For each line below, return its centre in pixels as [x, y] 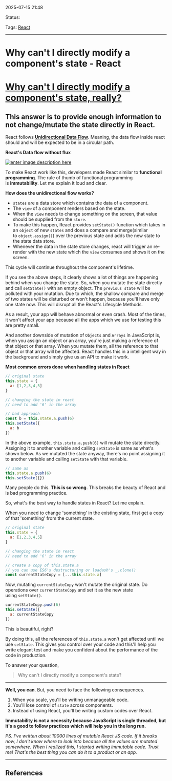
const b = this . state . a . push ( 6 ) [40, 419]
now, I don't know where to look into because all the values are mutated [81, 741]
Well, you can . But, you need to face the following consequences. [75, 690]
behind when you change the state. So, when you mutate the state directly [84, 283]
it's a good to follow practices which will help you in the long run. [76, 726]
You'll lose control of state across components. [63, 705]
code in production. [26, 655]
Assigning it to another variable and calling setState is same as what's [79, 448]
